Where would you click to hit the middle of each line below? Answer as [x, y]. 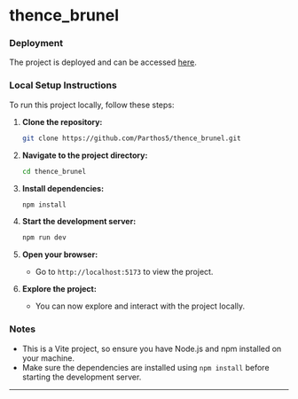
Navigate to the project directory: [85, 155]
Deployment [36, 43]
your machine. [48, 358]
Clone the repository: [62, 121]
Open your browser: [60, 254]
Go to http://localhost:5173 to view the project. [124, 272]
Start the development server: [79, 222]
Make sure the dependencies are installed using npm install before [145, 367]
